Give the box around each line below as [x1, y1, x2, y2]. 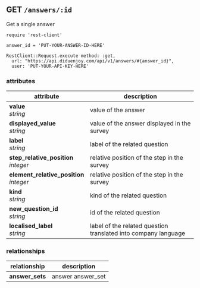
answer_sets [9, 273, 46, 281]
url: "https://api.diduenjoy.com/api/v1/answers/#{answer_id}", [11, 58, 174, 64]
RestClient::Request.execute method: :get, [6, 53, 116, 59]
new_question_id [9, 205, 58, 213]
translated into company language [90, 229, 186, 238]
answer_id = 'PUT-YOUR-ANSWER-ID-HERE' [6, 42, 105, 48]
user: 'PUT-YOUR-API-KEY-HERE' [11, 63, 89, 69]
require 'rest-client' [6, 32, 62, 38]
